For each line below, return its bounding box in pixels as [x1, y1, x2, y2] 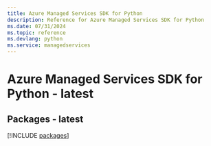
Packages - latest [7, 113, 84, 125]
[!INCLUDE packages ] [7, 132, 69, 139]
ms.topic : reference [7, 29, 67, 36]
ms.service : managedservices [7, 42, 91, 49]
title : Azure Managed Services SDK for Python [7, 10, 143, 17]
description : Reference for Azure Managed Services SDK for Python [7, 16, 205, 23]
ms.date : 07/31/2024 [7, 23, 67, 29]
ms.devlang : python [7, 36, 63, 42]
